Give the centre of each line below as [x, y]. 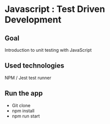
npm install [23, 111]
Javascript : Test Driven [55, 9]
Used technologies [35, 66]
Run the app [24, 93]
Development [33, 20]
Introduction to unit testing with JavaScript [48, 50]
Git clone [21, 105]
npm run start [26, 116]
